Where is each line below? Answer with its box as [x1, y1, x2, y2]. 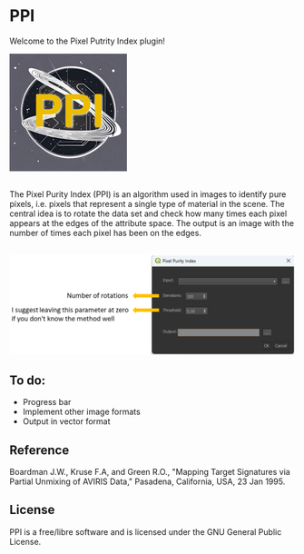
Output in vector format [22, 416, 111, 427]
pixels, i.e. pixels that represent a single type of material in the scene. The [9, 199, 286, 210]
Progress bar [22, 397, 72, 408]
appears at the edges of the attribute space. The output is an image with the [9, 218, 295, 229]
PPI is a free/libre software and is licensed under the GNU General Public [9, 526, 282, 537]
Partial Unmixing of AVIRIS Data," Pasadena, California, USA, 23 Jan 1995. [9, 476, 286, 487]
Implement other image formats [22, 406, 141, 418]
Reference [9, 442, 70, 458]
